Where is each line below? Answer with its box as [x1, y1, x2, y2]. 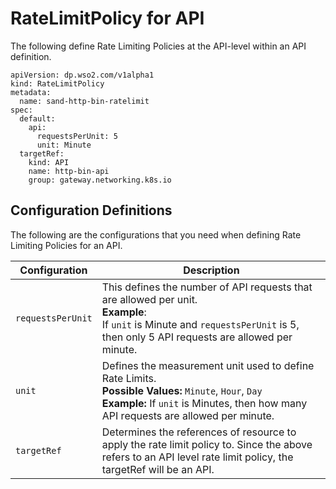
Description [183, 263, 240, 277]
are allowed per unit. [101, 292, 198, 306]
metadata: [10, 87, 52, 97]
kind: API [28, 157, 70, 167]
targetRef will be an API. [101, 462, 215, 476]
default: [19, 113, 56, 124]
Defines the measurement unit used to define [101, 358, 315, 372]
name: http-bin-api [28, 166, 110, 176]
